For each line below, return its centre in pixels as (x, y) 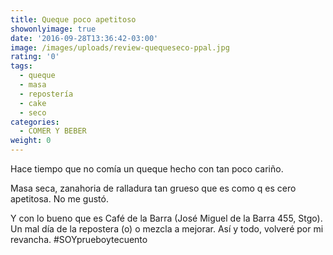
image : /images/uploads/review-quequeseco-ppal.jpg (120, 47)
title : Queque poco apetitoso (73, 19)
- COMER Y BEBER (53, 131)
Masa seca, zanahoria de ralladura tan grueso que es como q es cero (153, 188)
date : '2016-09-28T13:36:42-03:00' (84, 38)
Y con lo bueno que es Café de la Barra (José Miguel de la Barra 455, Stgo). (166, 218)
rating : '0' (35, 57)
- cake (33, 103)
